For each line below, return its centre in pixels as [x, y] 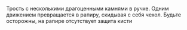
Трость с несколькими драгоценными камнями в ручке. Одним [88, 9]
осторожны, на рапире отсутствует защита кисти [69, 21]
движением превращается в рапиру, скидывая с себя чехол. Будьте [93, 15]
